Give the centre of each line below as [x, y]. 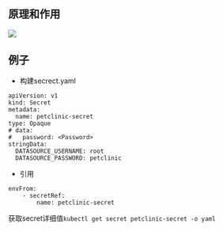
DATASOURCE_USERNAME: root [60, 151]
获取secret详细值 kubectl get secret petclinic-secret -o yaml [112, 218]
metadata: [25, 109]
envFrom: [23, 188]
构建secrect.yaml [48, 81]
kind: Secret [30, 102]
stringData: [28, 144]
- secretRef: [44, 195]
